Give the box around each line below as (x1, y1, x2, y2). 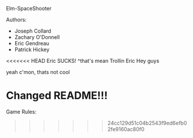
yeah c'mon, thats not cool (6, 69, 70, 75)
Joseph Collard (14, 27, 51, 34)
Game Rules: (6, 108, 37, 115)
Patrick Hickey (14, 46, 50, 53)
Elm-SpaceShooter (6, 5, 52, 12)
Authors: (6, 16, 27, 23)
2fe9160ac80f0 (107, 125, 145, 133)
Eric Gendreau (14, 40, 50, 47)
